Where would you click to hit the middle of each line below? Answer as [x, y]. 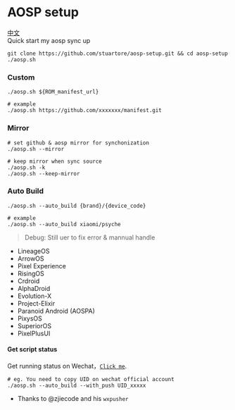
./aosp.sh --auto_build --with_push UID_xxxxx [77, 386]
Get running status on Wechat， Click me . [67, 366]
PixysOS [30, 318]
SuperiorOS [34, 325]
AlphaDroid [34, 288]
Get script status [32, 349]
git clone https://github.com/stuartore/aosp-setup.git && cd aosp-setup [118, 54]
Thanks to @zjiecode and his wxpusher [73, 399]
